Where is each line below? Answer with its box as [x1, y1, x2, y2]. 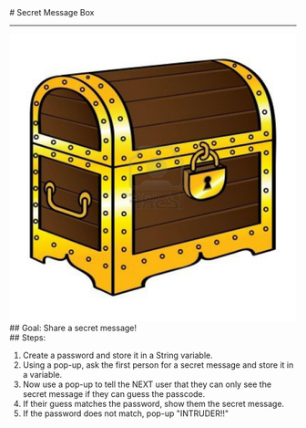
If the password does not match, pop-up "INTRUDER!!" [22, 408, 229, 419]
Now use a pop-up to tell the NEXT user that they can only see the [22, 379, 271, 390]
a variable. [22, 370, 63, 380]
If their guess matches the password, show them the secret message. [22, 399, 285, 409]
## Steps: [9, 332, 46, 343]
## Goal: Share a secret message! [9, 322, 138, 333]
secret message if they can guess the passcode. [22, 389, 206, 399]
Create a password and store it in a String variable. [22, 350, 214, 360]
